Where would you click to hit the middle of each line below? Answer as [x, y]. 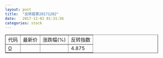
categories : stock [24, 23]
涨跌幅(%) [55, 40]
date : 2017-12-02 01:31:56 [34, 18]
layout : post [18, 9]
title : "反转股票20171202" [32, 14]
